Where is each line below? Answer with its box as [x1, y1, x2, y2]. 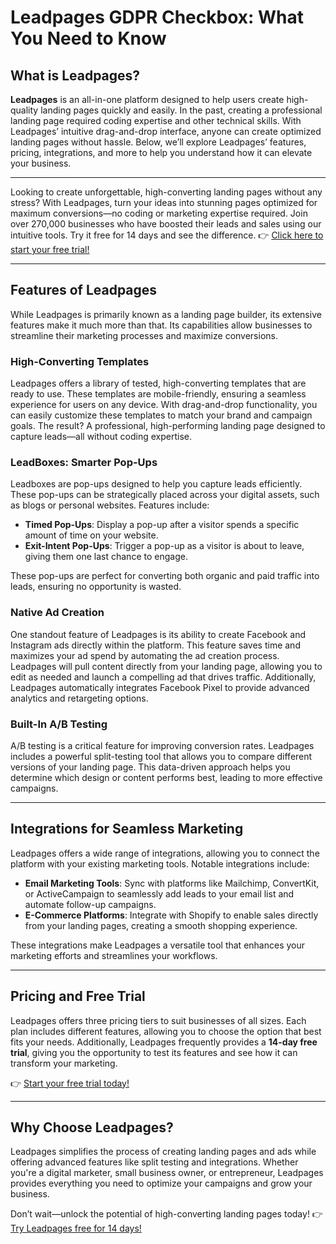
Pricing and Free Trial [10, 988, 146, 1005]
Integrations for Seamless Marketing [10, 821, 244, 838]
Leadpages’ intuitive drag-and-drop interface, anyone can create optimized [10, 126, 322, 137]
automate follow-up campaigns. [24, 898, 157, 910]
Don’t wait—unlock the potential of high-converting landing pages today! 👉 [10, 1208, 323, 1220]
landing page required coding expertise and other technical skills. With [10, 115, 302, 126]
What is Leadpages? [10, 67, 141, 84]
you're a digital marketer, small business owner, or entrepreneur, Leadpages [10, 1167, 324, 1179]
